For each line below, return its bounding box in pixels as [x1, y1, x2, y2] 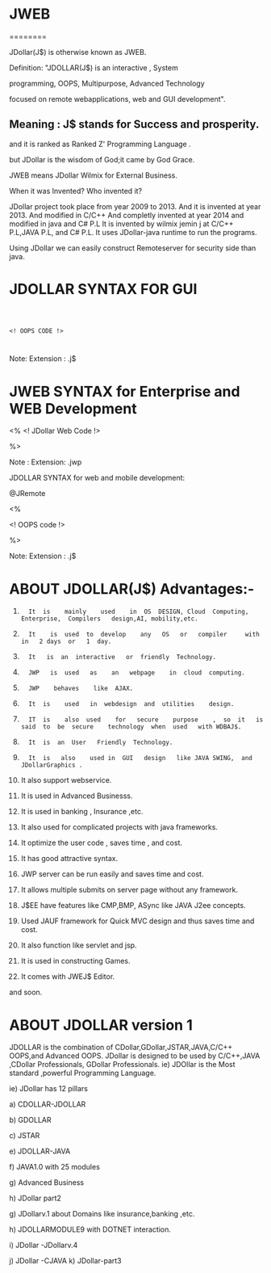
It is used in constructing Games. [20, 956, 131, 966]
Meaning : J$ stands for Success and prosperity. [9, 118, 260, 132]
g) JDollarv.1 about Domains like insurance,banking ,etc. [9, 1209, 195, 1219]
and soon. [9, 987, 43, 998]
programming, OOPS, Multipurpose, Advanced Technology [9, 78, 205, 88]
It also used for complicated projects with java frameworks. [20, 822, 219, 832]
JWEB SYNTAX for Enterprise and [9, 382, 240, 401]
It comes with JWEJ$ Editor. [20, 972, 115, 981]
